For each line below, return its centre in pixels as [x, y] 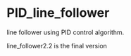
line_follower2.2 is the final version [57, 45]
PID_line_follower [58, 13]
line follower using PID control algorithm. [65, 32]
